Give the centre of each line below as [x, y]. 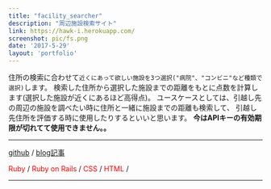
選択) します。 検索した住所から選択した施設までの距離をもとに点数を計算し [133, 87]
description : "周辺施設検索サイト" [63, 23]
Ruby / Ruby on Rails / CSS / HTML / [69, 169]
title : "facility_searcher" [56, 16]
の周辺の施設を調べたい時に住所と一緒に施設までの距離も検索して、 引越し [133, 107]
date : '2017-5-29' [39, 46]
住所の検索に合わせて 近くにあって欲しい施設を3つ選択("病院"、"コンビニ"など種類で [135, 77]
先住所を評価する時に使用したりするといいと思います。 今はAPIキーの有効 [132, 118]
